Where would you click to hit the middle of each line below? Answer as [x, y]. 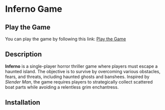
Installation [23, 102]
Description [23, 54]
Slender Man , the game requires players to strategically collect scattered [79, 82]
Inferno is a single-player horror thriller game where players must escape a [82, 66]
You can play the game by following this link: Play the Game [66, 39]
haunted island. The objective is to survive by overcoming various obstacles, [83, 71]
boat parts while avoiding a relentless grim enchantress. [62, 87]
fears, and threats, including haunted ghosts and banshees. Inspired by [77, 77]
